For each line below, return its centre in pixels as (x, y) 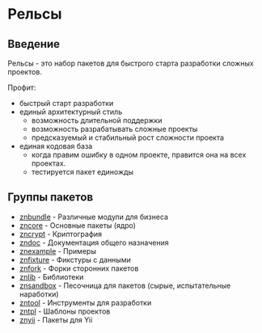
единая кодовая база (56, 146)
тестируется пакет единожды (82, 172)
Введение (34, 44)
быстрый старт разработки (66, 103)
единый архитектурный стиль (71, 112)
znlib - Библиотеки (51, 276)
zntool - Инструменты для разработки (85, 302)
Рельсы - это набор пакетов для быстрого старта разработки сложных (131, 63)
